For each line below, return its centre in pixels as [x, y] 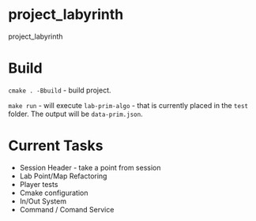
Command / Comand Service [67, 209]
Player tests [39, 184]
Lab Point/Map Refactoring [63, 176]
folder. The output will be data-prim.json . [76, 114]
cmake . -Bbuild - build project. [60, 90]
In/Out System [43, 201]
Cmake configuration [54, 193]
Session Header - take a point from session [90, 167]
